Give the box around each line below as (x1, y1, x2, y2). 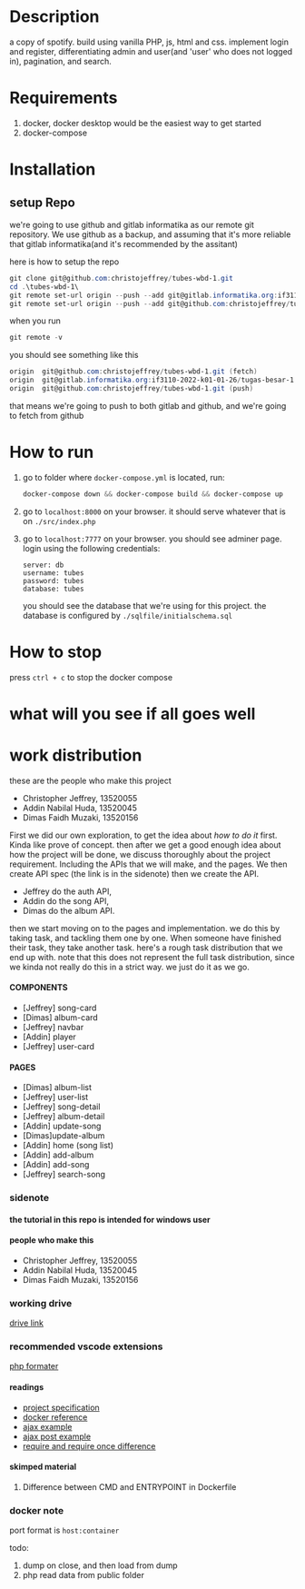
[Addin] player (22, 1031, 77, 1042)
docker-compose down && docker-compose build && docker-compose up (22, 489, 283, 499)
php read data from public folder (22, 1570, 145, 1581)
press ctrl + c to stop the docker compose (9, 671, 173, 682)
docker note (9, 1504, 64, 1516)
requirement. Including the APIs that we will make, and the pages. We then (9, 859, 288, 869)
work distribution (9, 745, 143, 765)
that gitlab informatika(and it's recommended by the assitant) (9, 238, 239, 249)
